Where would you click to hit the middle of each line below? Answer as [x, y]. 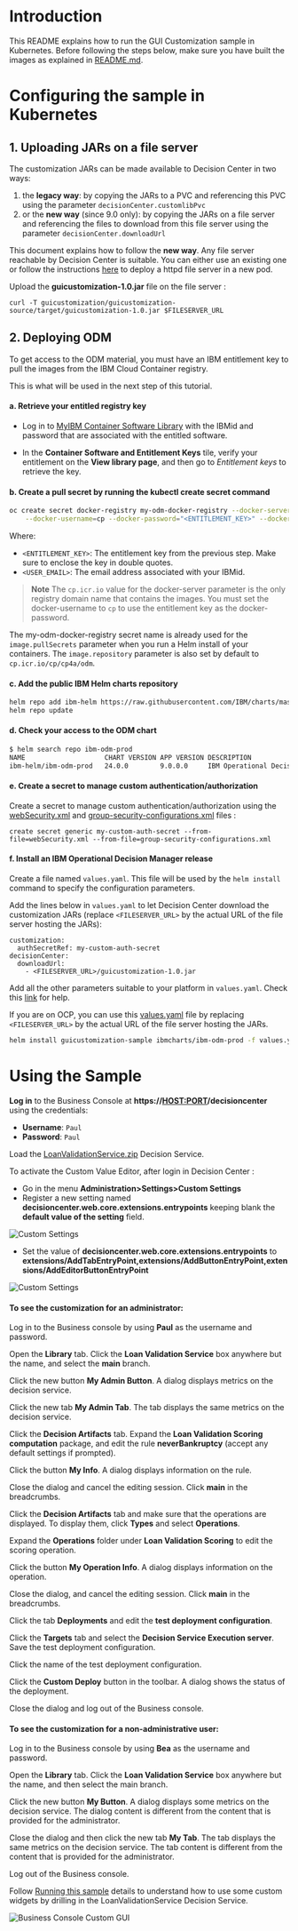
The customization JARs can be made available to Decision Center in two [143, 168]
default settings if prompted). [63, 1453]
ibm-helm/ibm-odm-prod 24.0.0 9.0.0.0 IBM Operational [138, 766]
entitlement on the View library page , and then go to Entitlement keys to [154, 462]
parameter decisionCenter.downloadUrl [94, 233]
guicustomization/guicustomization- [109, 303]
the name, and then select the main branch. [89, 1784]
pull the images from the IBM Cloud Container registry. [109, 368]
